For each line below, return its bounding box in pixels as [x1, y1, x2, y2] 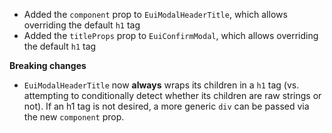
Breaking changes [9, 60, 87, 71]
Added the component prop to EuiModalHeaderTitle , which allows [23, 9, 288, 20]
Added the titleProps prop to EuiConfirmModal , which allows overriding [23, 30, 319, 41]
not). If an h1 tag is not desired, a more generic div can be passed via [23, 100, 310, 112]
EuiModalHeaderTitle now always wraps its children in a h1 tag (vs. [23, 79, 300, 91]
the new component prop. [23, 111, 125, 123]
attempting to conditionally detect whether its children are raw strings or [23, 90, 322, 101]
